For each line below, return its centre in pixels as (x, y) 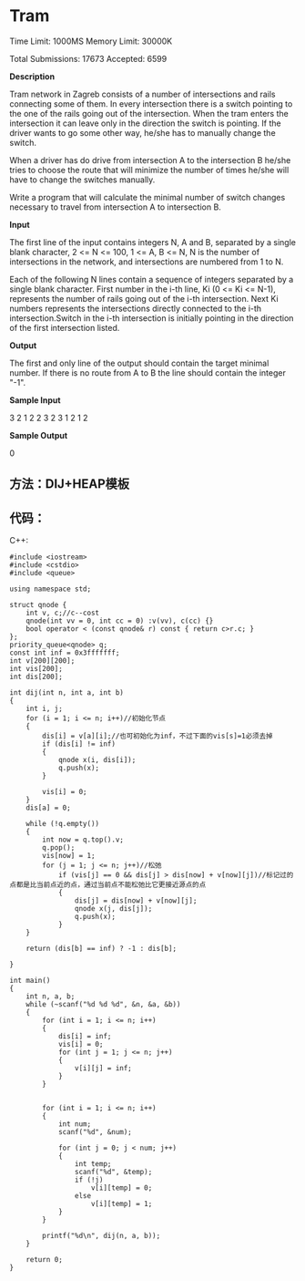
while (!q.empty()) (63, 824)
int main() (30, 981)
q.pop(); (59, 848)
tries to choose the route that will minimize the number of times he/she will (149, 170)
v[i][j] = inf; (103, 1069)
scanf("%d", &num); (95, 1132)
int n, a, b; (51, 997)
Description (32, 76)
